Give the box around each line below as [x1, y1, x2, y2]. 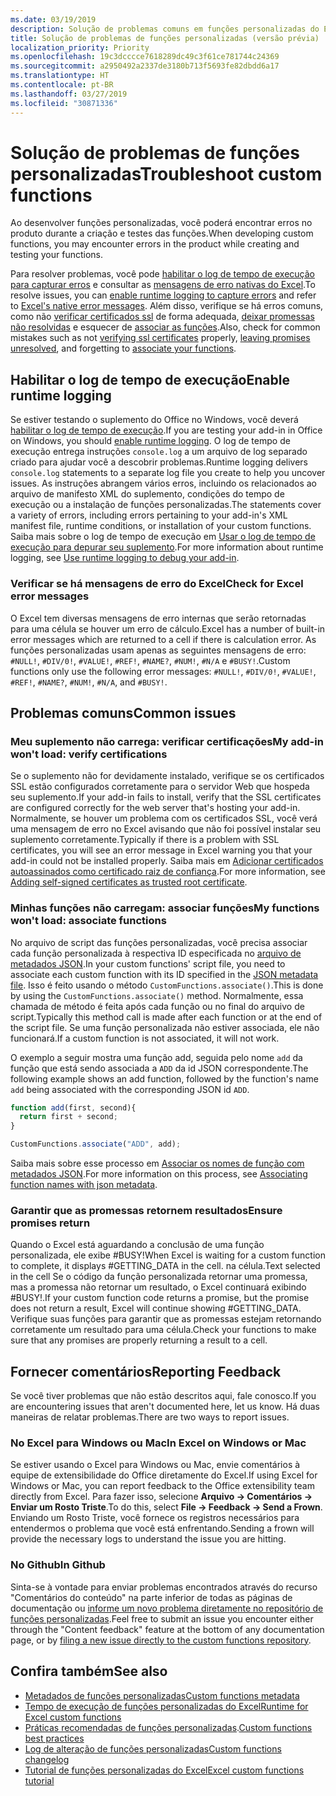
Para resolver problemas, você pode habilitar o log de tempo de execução [10, 268, 315, 280]
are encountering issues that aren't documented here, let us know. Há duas [10, 1401, 320, 1413]
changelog [24, 1753, 70, 1765]
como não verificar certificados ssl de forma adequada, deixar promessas [10, 311, 315, 323]
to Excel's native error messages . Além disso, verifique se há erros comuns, [10, 300, 324, 312]
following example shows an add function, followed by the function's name [10, 1072, 319, 1085]
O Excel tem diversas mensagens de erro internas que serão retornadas [10, 612, 307, 624]
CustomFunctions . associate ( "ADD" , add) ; [10, 1139, 182, 1150]
